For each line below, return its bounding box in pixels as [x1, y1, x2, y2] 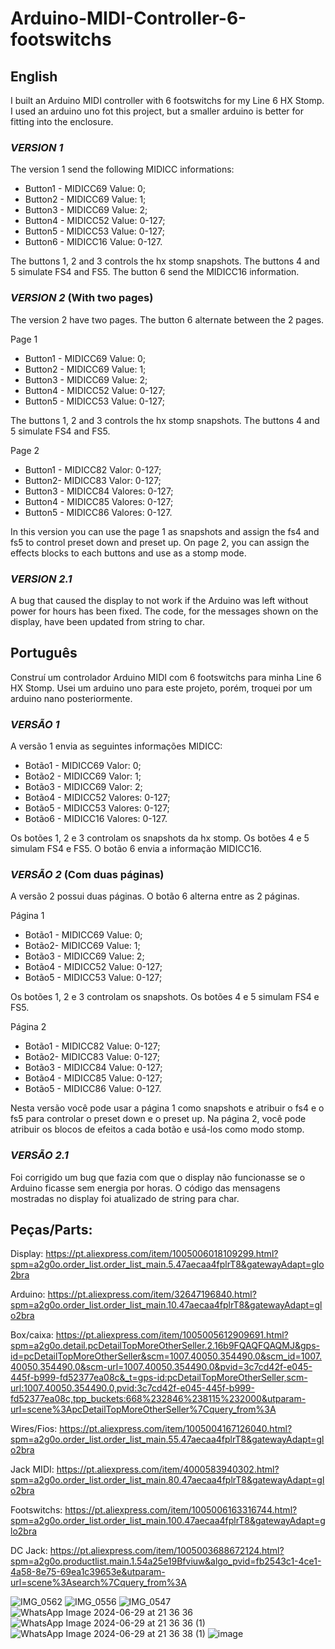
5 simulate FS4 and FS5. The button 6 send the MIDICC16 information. [10, 266, 300, 278]
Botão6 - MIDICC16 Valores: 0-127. [24, 813, 168, 824]
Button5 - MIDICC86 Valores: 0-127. [24, 506, 173, 518]
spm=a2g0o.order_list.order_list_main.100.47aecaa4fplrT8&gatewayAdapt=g [10, 1515, 326, 1527]
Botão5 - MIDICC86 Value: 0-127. [24, 1083, 162, 1095]
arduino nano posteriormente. [10, 692, 133, 704]
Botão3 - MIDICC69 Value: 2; [24, 950, 145, 962]
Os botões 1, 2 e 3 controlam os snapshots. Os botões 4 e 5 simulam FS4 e [10, 991, 320, 1003]
